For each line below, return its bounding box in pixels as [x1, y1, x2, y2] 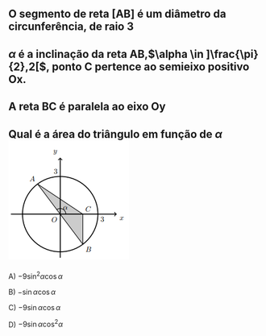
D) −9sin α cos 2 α [8, 318, 63, 330]
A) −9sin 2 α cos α [8, 270, 63, 281]
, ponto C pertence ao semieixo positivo [45, 60, 250, 73]
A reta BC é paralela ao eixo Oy [8, 100, 166, 114]
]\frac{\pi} [206, 47, 260, 60]
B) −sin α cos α [8, 287, 56, 297]
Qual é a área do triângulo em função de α [8, 127, 223, 141]
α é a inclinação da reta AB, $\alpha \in [8, 47, 204, 60]
